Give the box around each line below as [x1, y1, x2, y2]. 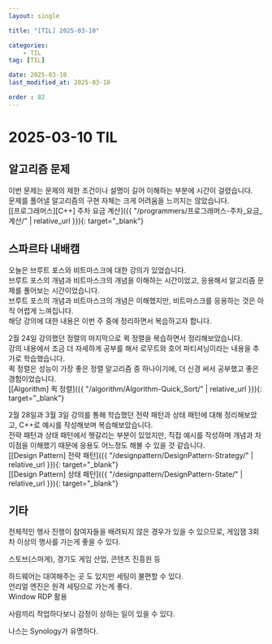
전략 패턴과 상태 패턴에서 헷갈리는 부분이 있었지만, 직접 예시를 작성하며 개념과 [8, 430, 253, 439]
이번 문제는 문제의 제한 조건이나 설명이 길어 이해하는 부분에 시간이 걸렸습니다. [8, 185, 253, 195]
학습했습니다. [23, 353, 66, 363]
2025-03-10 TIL [8, 128, 118, 146]
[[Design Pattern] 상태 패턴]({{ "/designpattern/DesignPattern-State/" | [8, 469, 244, 479]
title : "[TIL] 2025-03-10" [8, 26, 100, 35]
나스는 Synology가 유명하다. [8, 626, 99, 636]
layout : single [8, 11, 60, 20]
